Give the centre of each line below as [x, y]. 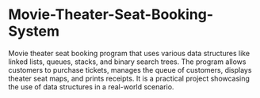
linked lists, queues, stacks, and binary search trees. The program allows [127, 62]
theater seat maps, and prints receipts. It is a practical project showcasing [129, 78]
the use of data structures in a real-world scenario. [91, 87]
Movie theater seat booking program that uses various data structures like [129, 53]
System [34, 31]
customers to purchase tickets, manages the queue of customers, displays [130, 70]
